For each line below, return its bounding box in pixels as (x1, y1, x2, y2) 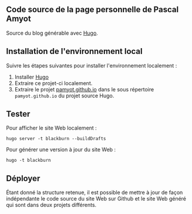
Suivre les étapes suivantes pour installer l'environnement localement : (6, 62, 177, 69)
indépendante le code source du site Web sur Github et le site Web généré (6, 195, 187, 202)
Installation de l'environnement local (6, 46, 143, 56)
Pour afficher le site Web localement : (6, 124, 97, 131)
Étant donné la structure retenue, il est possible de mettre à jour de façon (6, 189, 183, 196)
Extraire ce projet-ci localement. (14, 79, 93, 87)
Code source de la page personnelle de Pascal (6, 5, 179, 15)
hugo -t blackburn (6, 158, 51, 164)
